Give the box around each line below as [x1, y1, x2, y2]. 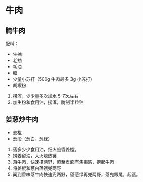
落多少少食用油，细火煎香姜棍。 [12, 146, 79, 152]
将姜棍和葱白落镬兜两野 [12, 165, 61, 171]
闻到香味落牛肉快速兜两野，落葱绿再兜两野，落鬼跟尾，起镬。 [12, 171, 141, 177]
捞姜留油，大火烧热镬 [12, 152, 57, 158]
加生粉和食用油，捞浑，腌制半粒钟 [12, 99, 84, 105]
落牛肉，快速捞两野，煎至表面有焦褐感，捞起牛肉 [12, 159, 114, 165]
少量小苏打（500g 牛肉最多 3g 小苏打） [12, 76, 95, 82]
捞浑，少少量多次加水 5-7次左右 [12, 93, 79, 99]
